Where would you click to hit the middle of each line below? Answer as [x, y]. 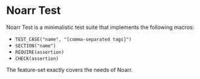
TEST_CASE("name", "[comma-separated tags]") [73, 39]
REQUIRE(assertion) [40, 52]
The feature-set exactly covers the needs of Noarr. [69, 69]
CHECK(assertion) [37, 58]
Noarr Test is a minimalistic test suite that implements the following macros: [100, 27]
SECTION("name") [35, 46]
